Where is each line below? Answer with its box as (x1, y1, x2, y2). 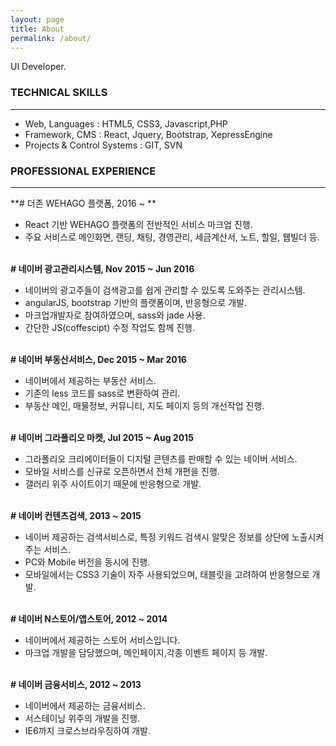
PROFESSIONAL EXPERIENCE (10, 164, 157, 178)
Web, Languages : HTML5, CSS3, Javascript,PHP (24, 117, 228, 130)
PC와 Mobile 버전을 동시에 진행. (24, 556, 151, 568)
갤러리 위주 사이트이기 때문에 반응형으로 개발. (24, 477, 202, 490)
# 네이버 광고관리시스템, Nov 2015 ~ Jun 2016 (10, 262, 195, 275)
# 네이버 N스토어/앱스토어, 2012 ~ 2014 (10, 612, 168, 625)
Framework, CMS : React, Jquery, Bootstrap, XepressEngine (24, 128, 273, 140)
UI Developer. (10, 61, 67, 73)
